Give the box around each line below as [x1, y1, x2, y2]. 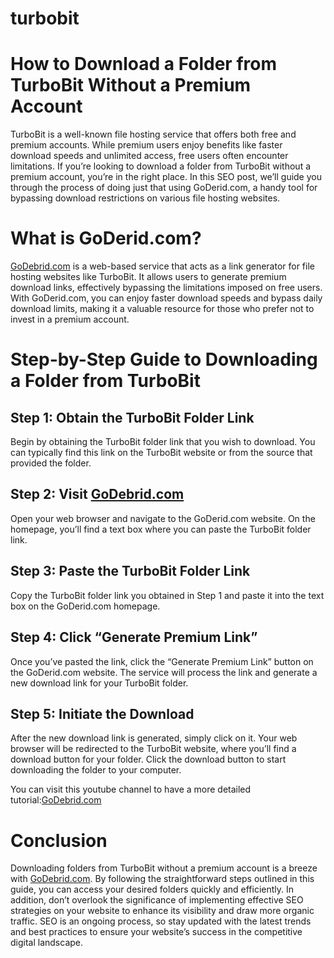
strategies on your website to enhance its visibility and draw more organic [10, 905, 315, 917]
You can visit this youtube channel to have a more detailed [10, 783, 252, 796]
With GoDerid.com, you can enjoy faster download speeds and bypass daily [10, 292, 323, 304]
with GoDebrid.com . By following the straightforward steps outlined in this [10, 873, 315, 885]
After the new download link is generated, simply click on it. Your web [10, 732, 298, 744]
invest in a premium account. [10, 313, 130, 326]
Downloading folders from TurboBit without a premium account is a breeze [10, 862, 318, 874]
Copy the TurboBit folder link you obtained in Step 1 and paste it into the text [10, 589, 325, 601]
